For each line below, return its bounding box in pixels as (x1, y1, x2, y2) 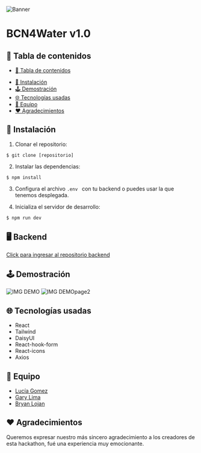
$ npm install (6, 174, 42, 180)
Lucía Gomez (14, 387, 48, 394)
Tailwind (14, 328, 36, 335)
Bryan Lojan (14, 400, 45, 407)
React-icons (14, 347, 45, 355)
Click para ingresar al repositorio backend (6, 251, 110, 258)
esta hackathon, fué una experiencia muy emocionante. (6, 440, 144, 447)
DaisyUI (14, 335, 35, 342)
